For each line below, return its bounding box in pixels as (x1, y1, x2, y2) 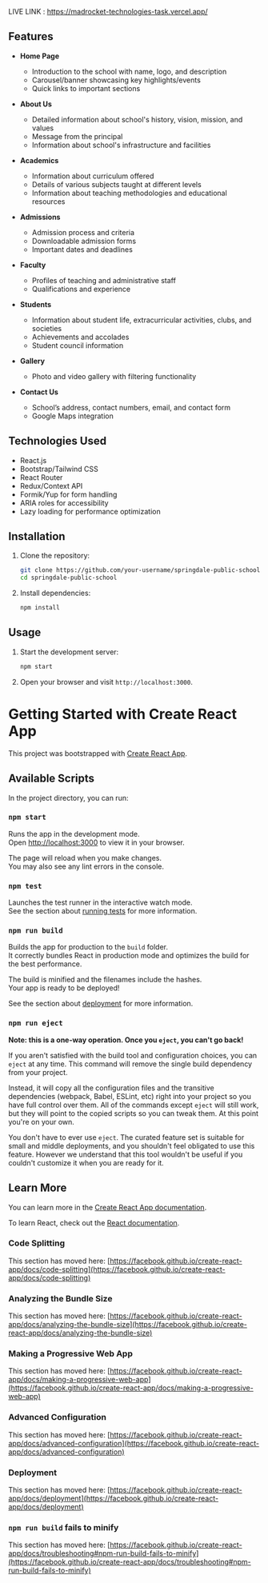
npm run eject (8, 1019, 63, 1028)
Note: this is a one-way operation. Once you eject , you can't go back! (8, 1035, 244, 1045)
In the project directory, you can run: (8, 793, 129, 802)
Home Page (19, 51, 60, 61)
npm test (8, 881, 42, 890)
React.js (19, 455, 47, 465)
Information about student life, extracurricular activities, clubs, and (31, 315, 252, 325)
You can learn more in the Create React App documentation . (8, 1202, 207, 1212)
